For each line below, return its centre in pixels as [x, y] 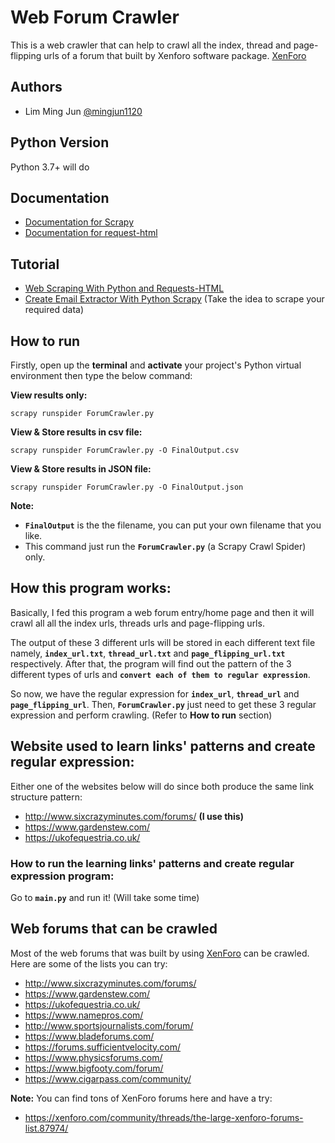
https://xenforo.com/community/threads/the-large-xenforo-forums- [164, 1117]
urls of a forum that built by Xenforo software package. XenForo [175, 55]
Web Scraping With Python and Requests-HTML [124, 288]
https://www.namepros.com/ [84, 1015]
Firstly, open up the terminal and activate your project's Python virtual [156, 365]
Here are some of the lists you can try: [89, 963]
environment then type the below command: [101, 375]
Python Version [60, 142]
